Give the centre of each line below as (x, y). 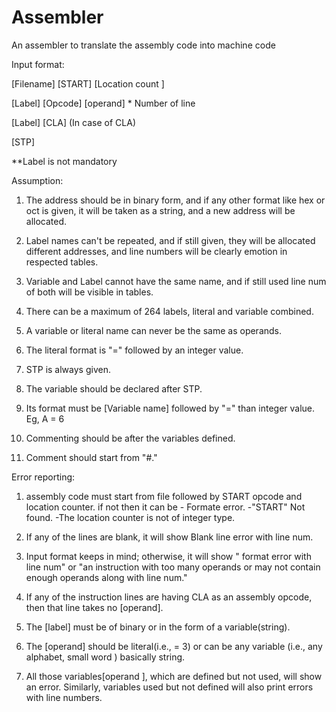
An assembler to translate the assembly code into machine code (143, 45)
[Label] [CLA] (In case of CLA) (73, 122)
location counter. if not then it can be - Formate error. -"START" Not (165, 507)
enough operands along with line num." (106, 577)
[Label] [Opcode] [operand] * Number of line (103, 103)
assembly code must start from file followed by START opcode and (164, 496)
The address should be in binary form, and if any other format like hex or (175, 200)
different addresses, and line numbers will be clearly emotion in (156, 251)
